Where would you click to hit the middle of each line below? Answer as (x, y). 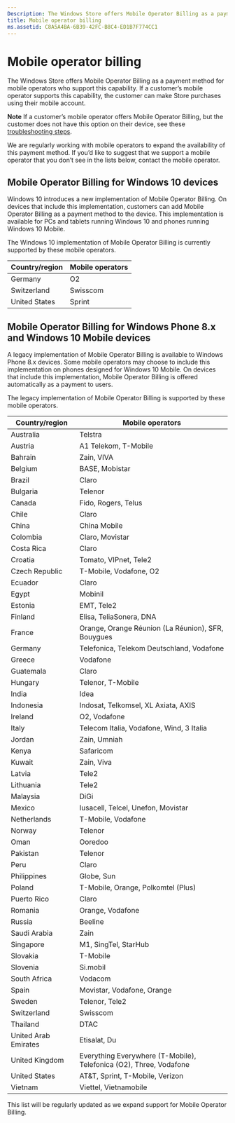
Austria (23, 446)
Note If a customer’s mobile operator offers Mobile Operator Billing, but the (115, 117)
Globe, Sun (98, 876)
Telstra (91, 434)
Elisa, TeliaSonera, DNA (118, 616)
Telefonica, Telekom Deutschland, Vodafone (152, 648)
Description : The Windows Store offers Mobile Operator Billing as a (111, 14)
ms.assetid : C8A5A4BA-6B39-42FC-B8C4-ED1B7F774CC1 (83, 27)
